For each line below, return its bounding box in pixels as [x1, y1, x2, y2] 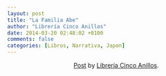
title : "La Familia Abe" [7, 17, 79, 23]
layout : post [7, 10, 45, 17]
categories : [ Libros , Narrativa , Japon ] [7, 42, 126, 49]
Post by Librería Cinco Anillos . [73, 61, 159, 69]
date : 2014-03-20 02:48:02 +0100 [7, 29, 104, 37]
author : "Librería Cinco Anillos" [7, 23, 107, 30]
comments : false [7, 36, 54, 43]
